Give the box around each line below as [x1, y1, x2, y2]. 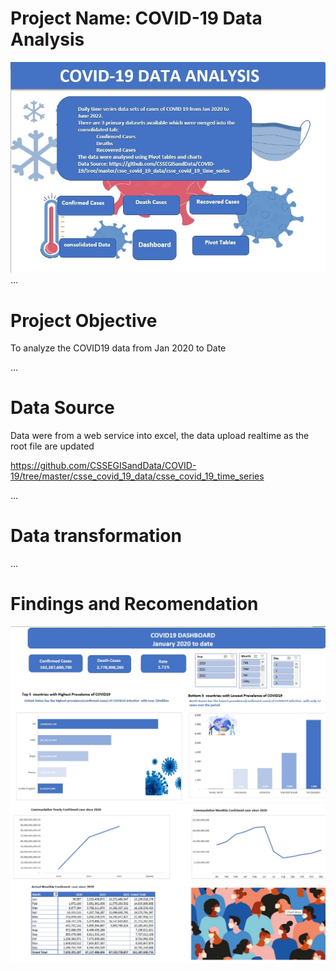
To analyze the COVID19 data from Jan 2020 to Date [10, 342, 227, 354]
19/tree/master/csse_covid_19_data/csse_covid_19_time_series [10, 470, 265, 482]
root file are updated [10, 440, 95, 452]
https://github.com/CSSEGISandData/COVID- [10, 460, 197, 472]
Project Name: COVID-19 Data [10, 7, 263, 30]
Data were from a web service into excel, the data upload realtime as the [10, 430, 310, 442]
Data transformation [10, 525, 182, 547]
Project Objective [10, 309, 158, 332]
